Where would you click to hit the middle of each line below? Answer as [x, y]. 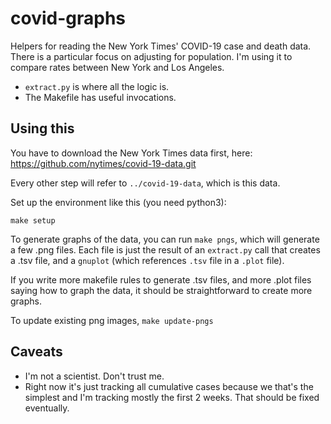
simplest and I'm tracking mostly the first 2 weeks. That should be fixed [172, 397]
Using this [42, 128]
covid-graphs [68, 18]
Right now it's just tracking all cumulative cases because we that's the [169, 386]
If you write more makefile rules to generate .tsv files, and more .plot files [161, 279]
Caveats [36, 352]
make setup [33, 220]
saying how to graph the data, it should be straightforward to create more [161, 290]
